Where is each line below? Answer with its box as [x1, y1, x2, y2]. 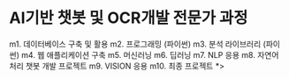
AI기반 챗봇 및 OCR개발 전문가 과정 [9, 8, 248, 28]
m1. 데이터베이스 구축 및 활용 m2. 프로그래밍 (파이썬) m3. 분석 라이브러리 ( [9, 39, 267, 49]
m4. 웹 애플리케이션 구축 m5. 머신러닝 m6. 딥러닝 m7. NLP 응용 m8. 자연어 [20, 49, 279, 60]
